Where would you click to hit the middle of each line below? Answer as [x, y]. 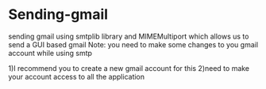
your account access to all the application [77, 76]
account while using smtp [50, 53]
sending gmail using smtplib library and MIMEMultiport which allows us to [129, 36]
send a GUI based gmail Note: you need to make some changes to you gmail [133, 44]
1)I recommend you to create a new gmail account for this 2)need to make [129, 68]
